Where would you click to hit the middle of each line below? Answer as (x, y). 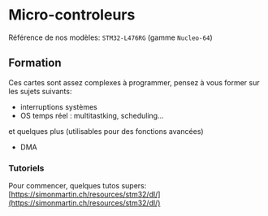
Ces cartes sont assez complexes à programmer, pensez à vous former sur (134, 82)
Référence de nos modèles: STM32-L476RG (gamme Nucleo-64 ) (110, 37)
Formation (35, 63)
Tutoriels (26, 168)
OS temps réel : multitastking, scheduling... (92, 115)
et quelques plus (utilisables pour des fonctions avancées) (106, 131)
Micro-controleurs (72, 15)
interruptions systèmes (58, 106)
